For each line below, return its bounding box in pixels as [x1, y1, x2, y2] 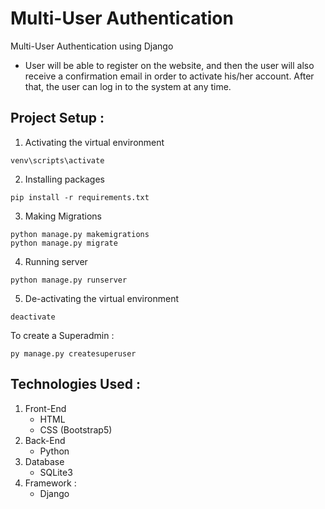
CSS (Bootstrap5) [39, 423, 113, 436]
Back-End [24, 434, 66, 446]
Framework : [24, 477, 77, 489]
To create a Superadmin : [10, 329, 115, 341]
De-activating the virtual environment [24, 292, 179, 304]
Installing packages [24, 173, 105, 185]
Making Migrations [24, 210, 102, 222]
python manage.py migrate [10, 238, 118, 248]
